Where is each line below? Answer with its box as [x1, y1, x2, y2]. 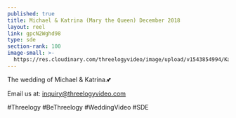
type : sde [7, 37, 37, 44]
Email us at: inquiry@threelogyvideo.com [7, 89, 126, 98]
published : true [7, 10, 55, 18]
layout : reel [7, 23, 46, 30]
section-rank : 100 [7, 43, 61, 50]
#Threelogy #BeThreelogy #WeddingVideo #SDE [7, 103, 149, 111]
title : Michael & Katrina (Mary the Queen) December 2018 [7, 17, 181, 24]
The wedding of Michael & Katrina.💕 [7, 75, 111, 84]
